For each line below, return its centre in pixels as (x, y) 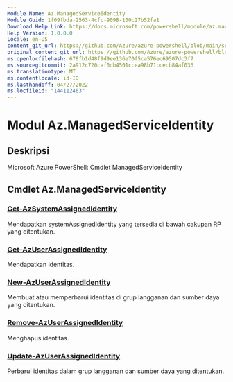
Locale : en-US (28, 40)
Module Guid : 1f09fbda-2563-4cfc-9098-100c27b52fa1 (83, 20)
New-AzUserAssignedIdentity (59, 283)
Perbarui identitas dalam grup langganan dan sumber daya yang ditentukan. (115, 371)
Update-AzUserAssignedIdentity (64, 356)
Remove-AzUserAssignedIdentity (65, 323)
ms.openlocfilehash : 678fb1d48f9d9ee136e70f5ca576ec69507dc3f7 (101, 59)
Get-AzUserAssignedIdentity (57, 249)
